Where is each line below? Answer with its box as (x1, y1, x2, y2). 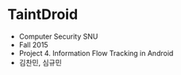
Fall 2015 (18, 39, 48, 49)
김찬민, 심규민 (18, 58, 63, 67)
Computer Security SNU (18, 32, 98, 41)
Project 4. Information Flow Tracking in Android (18, 48, 174, 58)
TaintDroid (7, 6, 79, 24)
